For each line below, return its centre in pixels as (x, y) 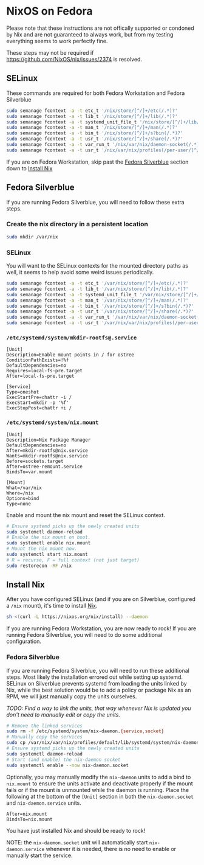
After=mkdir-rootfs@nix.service (47, 450)
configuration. (24, 641)
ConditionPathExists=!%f (38, 360)
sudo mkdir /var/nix (32, 237)
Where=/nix (20, 493)
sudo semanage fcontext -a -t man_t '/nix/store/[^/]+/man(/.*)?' (92, 128)
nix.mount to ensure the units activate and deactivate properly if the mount (100, 783)
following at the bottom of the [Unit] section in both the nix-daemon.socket (100, 796)
